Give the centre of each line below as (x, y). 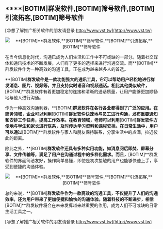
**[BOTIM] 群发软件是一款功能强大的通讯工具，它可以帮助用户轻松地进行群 (80, 79)
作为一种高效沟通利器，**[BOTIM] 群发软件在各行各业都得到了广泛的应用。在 (81, 107)
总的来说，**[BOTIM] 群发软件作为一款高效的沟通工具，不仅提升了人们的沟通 (81, 193)
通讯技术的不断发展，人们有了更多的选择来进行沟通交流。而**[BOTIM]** (86, 63)
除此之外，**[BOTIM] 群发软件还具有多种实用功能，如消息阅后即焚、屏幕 (77, 148)
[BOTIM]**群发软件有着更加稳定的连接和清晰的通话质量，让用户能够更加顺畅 (81, 92)
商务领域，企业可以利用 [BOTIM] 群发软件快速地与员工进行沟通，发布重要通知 (81, 114)
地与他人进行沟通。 (24, 97)
